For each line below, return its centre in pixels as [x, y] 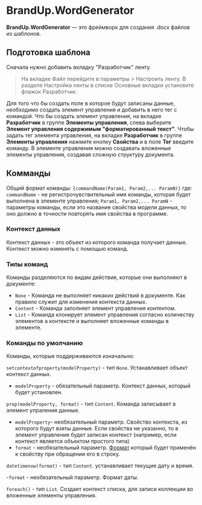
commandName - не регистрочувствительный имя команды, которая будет [99, 194]
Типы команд [27, 264]
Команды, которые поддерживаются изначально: [70, 356]
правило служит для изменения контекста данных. [81, 302]
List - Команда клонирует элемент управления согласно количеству [105, 315]
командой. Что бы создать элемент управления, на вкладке [84, 116]
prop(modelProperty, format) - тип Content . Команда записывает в [91, 404]
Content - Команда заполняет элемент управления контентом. [95, 309]
